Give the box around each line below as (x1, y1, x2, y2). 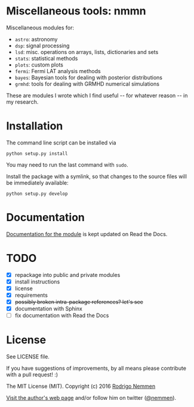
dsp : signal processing (14, 42, 70, 49)
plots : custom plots (14, 61, 64, 68)
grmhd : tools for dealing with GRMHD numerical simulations (14, 80, 160, 88)
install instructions (14, 278, 60, 285)
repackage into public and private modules (14, 271, 121, 278)
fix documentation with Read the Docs (14, 312, 109, 319)
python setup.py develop (6, 191, 68, 197)
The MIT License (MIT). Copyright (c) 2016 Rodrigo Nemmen (6, 382, 156, 390)
